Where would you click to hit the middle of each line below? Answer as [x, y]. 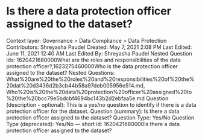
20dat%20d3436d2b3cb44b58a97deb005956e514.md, [76, 85]
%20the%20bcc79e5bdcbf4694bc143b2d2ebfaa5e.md [75, 98]
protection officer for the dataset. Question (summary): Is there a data [93, 111]
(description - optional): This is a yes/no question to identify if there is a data [101, 104]
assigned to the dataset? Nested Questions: [61, 72]
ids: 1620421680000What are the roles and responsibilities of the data [93, 60]
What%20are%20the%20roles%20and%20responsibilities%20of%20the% [100, 79]
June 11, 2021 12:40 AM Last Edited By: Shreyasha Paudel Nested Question [99, 53]
